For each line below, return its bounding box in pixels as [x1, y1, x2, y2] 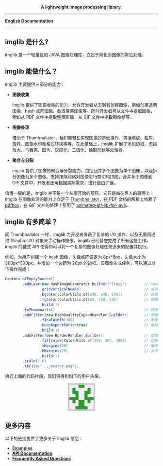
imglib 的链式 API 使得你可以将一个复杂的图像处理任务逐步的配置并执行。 [5, 244, 151, 250]
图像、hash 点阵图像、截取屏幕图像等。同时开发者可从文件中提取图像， [12, 108, 155, 114]
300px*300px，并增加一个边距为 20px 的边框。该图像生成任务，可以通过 [5, 260, 152, 266]
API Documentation [12, 450, 52, 456]
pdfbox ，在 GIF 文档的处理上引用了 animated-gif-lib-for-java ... [5, 202, 130, 208]
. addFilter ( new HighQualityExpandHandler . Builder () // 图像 [22, 312, 158, 318]
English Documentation [5, 18, 53, 24]
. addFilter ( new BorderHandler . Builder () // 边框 [22, 333, 158, 338]
